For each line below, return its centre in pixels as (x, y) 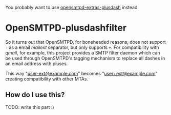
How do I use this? (35, 95)
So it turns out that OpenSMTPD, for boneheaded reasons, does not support (86, 42)
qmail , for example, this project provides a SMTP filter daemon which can (83, 52)
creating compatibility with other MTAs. (47, 79)
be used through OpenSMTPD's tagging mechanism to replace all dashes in (85, 58)
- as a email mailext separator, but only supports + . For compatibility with (82, 47)
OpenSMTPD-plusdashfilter (66, 28)
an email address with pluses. (37, 64)
